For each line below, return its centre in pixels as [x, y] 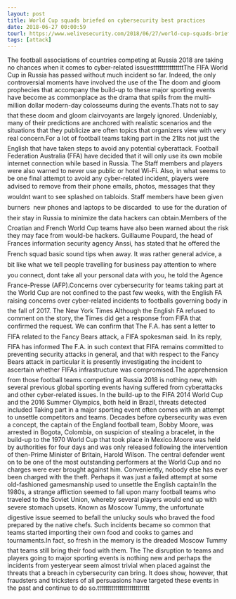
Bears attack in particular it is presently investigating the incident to [105, 362]
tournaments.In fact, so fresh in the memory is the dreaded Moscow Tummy [117, 541]
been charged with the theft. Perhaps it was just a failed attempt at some [112, 477]
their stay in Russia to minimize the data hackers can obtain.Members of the [117, 218]
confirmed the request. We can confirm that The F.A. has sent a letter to [111, 326]
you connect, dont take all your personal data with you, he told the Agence [115, 275]
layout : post [26, 14]
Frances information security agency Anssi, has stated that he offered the [114, 244]
